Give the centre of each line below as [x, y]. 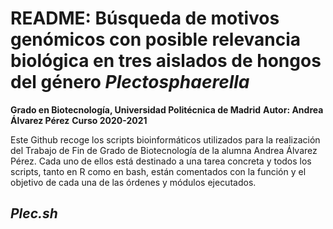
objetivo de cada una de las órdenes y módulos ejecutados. [133, 182]
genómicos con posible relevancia [156, 39]
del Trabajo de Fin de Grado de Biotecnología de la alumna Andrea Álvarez [164, 150]
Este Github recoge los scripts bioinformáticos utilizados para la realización [165, 139]
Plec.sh [34, 213]
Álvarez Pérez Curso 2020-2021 [79, 120]
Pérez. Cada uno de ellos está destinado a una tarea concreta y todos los [161, 161]
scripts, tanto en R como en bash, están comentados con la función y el [158, 171]
